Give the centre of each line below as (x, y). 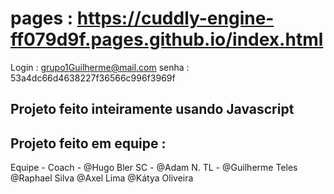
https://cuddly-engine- (175, 18)
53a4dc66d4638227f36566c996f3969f (93, 78)
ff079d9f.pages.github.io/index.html (167, 39)
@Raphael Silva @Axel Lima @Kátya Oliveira (102, 178)
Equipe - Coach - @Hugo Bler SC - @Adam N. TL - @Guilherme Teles (154, 168)
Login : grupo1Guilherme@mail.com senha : (100, 67)
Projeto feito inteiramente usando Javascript (152, 109)
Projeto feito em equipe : (88, 143)
